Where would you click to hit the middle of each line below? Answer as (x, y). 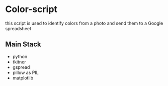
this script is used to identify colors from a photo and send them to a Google (84, 23)
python (20, 56)
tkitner (19, 62)
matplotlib (23, 78)
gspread (21, 67)
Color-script (31, 9)
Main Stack (23, 45)
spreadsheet (18, 28)
